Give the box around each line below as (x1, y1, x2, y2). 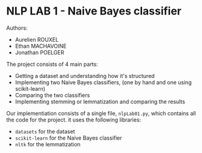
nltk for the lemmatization (15, 140, 80, 148)
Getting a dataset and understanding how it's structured (15, 72, 155, 79)
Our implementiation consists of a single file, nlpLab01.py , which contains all (6, 109, 197, 117)
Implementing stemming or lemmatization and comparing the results (15, 98, 186, 105)
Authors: (6, 24, 28, 31)
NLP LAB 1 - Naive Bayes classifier (6, 4, 182, 18)
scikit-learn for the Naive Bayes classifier (15, 134, 122, 142)
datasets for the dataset (15, 128, 76, 135)
